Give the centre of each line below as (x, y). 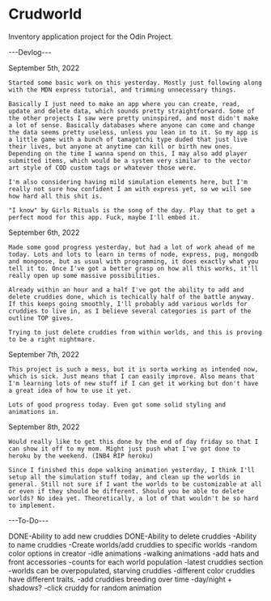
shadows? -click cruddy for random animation (85, 587)
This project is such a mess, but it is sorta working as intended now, (133, 369)
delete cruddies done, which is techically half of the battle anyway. (131, 296)
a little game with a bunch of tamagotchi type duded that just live (128, 139)
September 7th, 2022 (44, 354)
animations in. (34, 411)
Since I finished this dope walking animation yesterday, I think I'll (131, 470)
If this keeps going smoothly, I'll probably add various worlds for (128, 304)
